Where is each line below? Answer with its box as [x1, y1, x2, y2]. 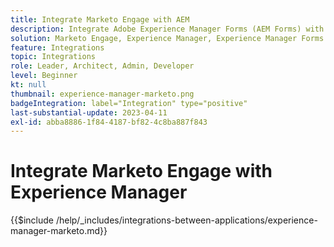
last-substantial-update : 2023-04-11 [10, 107, 168, 118]
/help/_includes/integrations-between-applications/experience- [55, 214, 318, 226]
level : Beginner [10, 71, 78, 81]
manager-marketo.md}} [10, 225, 108, 237]
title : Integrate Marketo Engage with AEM [10, 14, 190, 25]
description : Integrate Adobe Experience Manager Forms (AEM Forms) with [10, 24, 325, 34]
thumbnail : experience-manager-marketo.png [10, 89, 195, 99]
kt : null [10, 80, 47, 90]
